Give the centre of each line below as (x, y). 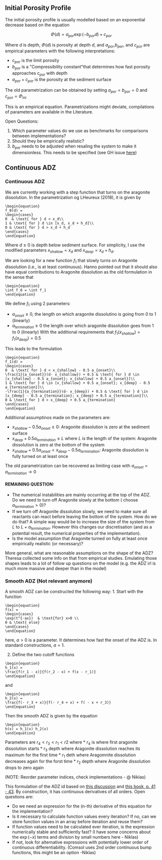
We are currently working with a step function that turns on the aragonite (78, 192)
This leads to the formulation (34, 349)
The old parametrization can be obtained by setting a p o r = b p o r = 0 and (76, 90)
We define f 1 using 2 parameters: (38, 304)
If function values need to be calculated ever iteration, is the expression (83, 827)
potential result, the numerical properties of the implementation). (76, 534)
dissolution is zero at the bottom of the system (58, 445)
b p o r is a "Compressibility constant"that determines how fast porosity (81, 67)
